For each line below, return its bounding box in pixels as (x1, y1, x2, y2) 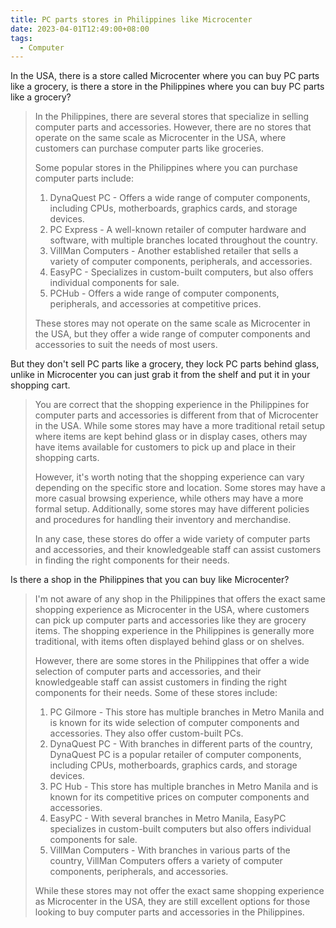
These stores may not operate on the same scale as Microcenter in (34, 317, 311, 330)
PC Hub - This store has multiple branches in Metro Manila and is (49, 781, 319, 793)
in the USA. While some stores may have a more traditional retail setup (34, 420, 326, 432)
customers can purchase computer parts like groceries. (34, 142, 265, 155)
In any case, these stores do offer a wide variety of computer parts (34, 533, 311, 545)
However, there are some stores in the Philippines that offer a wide (34, 655, 310, 667)
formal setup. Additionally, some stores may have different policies (34, 503, 310, 515)
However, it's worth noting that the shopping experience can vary (34, 471, 305, 483)
